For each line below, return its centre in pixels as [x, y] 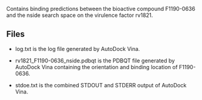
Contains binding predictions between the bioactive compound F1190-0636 [101, 9]
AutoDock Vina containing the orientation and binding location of [96, 67]
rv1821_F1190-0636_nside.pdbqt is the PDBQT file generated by [95, 61]
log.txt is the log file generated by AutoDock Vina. [77, 48]
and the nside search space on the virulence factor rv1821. [80, 15]
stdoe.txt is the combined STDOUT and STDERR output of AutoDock [101, 85]
